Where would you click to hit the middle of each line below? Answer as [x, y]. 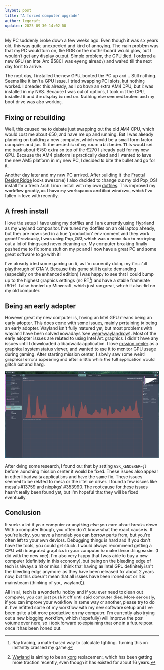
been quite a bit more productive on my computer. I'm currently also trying [80, 613]
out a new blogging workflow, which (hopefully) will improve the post [74, 618]
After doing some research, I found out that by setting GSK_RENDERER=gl [76, 466]
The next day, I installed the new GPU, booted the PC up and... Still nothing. [81, 76]
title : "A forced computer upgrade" [42, 15]
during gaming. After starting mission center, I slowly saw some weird [75, 354]
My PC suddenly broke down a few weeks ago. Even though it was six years [82, 40]
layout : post [18, 10]
